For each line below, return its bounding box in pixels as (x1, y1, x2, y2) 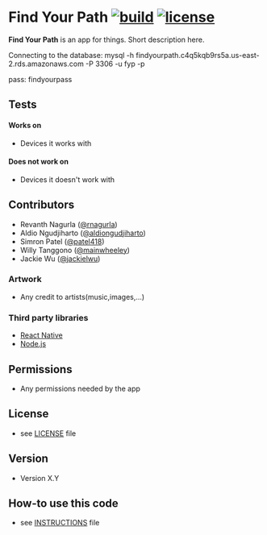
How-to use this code (8, 496, 119, 510)
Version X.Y (19, 473, 60, 483)
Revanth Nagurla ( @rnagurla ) (19, 219, 119, 229)
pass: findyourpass (8, 74, 73, 84)
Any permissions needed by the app (19, 384, 141, 393)
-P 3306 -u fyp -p (86, 59, 145, 68)
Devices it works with (19, 138, 92, 148)
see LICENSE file (19, 428, 77, 438)
